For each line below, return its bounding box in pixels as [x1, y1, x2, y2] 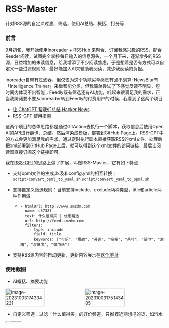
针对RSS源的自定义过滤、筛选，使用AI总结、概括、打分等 [5, 20, 125, 26]
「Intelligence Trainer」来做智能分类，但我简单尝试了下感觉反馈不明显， [5, 83, 156, 89]
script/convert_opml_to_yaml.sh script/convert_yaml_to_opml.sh [12, 177, 150, 183]
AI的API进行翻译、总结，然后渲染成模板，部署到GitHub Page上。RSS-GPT [5, 130, 160, 136]
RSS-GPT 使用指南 [12, 113, 51, 119]
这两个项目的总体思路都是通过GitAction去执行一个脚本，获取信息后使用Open [5, 124, 164, 130]
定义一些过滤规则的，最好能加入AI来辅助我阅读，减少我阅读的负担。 [5, 66, 147, 72]
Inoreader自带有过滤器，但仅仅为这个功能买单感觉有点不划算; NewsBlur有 [5, 77, 159, 83]
